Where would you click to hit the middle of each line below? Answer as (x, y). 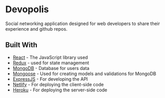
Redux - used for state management (51, 63)
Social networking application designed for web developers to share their (83, 23)
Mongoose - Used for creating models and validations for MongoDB (84, 73)
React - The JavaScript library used (50, 57)
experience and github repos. (36, 29)
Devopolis (27, 9)
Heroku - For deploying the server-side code (60, 90)
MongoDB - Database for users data (51, 68)
